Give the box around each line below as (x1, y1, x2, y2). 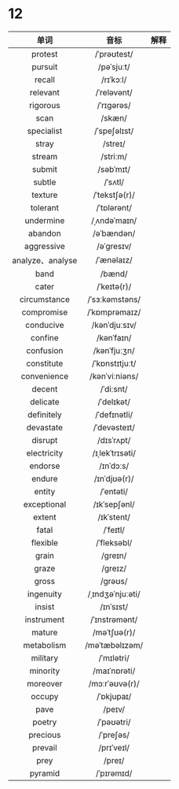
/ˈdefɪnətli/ (95, 409, 133, 420)
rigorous (28, 99, 60, 110)
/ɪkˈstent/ (97, 512, 131, 523)
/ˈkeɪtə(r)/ (97, 281, 132, 292)
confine (30, 332, 59, 343)
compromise (21, 307, 68, 318)
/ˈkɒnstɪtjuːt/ (91, 358, 137, 369)
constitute (26, 358, 64, 369)
